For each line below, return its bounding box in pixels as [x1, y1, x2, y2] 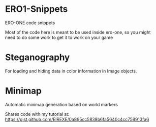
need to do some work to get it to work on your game [5, 34, 113, 40]
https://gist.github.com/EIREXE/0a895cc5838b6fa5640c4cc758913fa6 [5, 116, 149, 122]
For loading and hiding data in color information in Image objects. [5, 68, 137, 74]
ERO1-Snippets [5, 3, 68, 15]
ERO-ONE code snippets [5, 20, 55, 26]
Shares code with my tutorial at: [5, 111, 70, 117]
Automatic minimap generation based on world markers [5, 101, 118, 107]
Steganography [5, 52, 70, 63]
